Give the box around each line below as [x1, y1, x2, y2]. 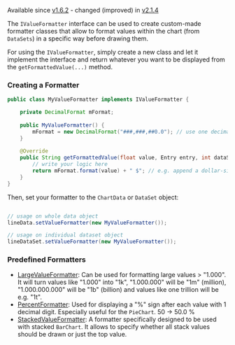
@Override [20, 148, 49, 155]
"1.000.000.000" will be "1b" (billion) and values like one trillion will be [17, 286, 219, 294]
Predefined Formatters [7, 255, 86, 265]
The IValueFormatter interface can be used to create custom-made [7, 20, 201, 27]
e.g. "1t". [17, 293, 42, 302]
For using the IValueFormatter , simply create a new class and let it [7, 48, 199, 56]
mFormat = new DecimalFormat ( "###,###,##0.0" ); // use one [32, 128, 208, 135]
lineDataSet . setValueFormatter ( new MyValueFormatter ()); [7, 238, 177, 246]
